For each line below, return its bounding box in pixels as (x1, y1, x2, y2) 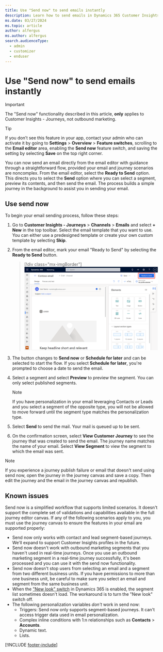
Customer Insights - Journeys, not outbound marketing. (5, 116, 116, 122)
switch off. (12, 597, 33, 603)
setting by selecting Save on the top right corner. (5, 150, 103, 156)
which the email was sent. (12, 449, 65, 455)
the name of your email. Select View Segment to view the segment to (12, 443, 151, 449)
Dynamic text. (19, 627, 48, 633)
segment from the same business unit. (12, 581, 89, 587)
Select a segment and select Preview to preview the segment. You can (12, 375, 154, 381)
